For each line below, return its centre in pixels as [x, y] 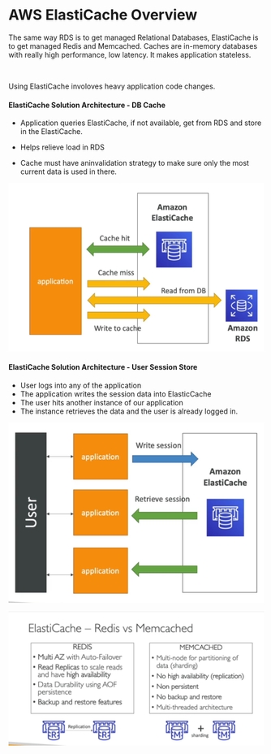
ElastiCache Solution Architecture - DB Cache [87, 105]
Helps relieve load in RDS [62, 147]
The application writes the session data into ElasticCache [116, 394]
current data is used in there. [69, 171]
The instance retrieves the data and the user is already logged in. [129, 411]
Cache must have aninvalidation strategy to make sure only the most [135, 163]
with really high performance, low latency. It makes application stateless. [130, 54]
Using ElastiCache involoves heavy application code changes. [112, 86]
